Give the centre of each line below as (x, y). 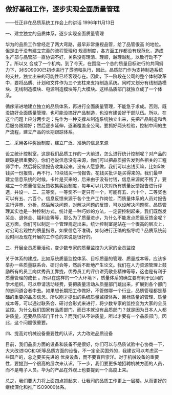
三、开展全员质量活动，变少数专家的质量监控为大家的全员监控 (70, 248)
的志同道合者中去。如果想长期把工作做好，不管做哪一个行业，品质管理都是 (84, 290)
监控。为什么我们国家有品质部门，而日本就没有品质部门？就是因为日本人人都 (86, 310)
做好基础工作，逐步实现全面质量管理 (62, 9)
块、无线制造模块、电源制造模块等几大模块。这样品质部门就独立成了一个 (81, 89)
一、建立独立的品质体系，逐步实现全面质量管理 (55, 33)
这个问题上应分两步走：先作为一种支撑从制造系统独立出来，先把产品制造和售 (86, 119)
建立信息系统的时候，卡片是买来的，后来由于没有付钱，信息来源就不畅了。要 (86, 179)
